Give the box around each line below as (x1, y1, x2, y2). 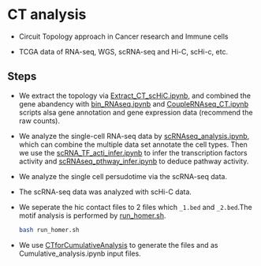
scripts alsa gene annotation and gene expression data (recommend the (18, 107, 253, 117)
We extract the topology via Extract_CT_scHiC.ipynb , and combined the (18, 91, 252, 100)
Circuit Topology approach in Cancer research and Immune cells (18, 32, 229, 41)
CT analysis (7, 6, 87, 24)
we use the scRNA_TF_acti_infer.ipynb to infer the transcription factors (18, 148, 248, 157)
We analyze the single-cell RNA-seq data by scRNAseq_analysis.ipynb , (18, 131, 250, 140)
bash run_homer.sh (18, 226, 80, 234)
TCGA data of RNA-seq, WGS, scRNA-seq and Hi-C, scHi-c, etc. (18, 47, 229, 56)
